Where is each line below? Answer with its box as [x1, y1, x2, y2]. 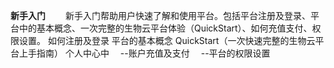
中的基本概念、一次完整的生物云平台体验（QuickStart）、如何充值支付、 [18, 22, 313, 34]
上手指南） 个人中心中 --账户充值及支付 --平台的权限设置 [18, 47, 271, 59]
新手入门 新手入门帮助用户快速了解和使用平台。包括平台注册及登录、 [10, 10, 311, 21]
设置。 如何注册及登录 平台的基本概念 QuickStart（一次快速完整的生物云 [18, 35, 316, 46]
